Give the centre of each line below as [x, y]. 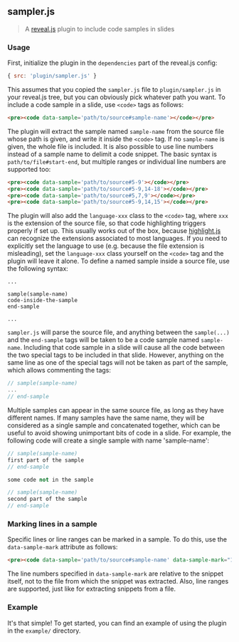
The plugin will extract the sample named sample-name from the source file [116, 131]
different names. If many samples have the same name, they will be [106, 418]
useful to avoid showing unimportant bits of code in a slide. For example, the [119, 433]
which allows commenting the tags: [59, 371]
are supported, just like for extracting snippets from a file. [92, 589]
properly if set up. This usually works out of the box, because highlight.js [114, 231]
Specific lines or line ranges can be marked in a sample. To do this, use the [117, 539]
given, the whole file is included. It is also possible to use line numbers [111, 146]
